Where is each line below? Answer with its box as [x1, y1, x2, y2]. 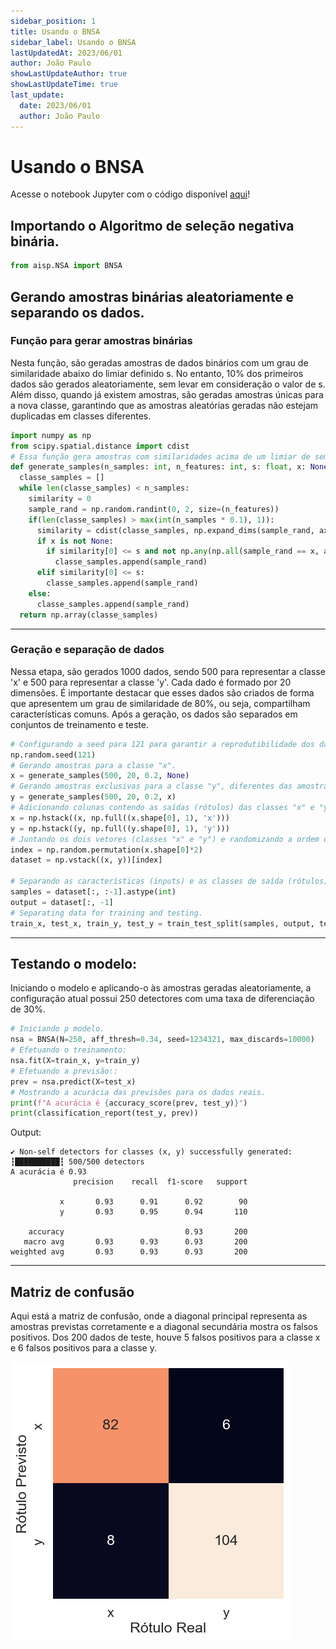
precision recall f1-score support [73, 1177, 248, 1187]
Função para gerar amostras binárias [10, 334, 193, 348]
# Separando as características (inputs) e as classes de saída [10, 876, 284, 887]
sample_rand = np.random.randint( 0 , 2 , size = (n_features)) [28, 504, 280, 514]
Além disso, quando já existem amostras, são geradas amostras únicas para [10, 388, 324, 400]
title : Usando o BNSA [10, 26, 101, 37]
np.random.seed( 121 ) [10, 750, 97, 760]
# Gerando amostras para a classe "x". [10, 760, 177, 770]
